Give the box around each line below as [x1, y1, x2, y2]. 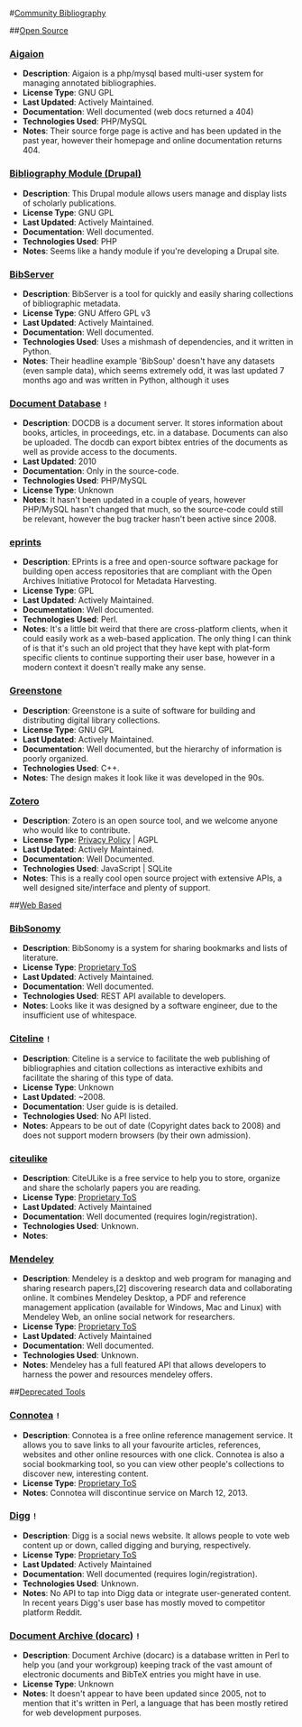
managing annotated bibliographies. [22, 78, 157, 88]
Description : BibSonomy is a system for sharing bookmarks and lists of [22, 943, 288, 954]
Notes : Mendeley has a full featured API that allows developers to [22, 1360, 267, 1371]
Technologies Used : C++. [22, 762, 120, 773]
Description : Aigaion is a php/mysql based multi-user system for [22, 68, 264, 79]
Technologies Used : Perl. [22, 614, 119, 625]
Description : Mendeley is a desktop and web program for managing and [22, 1273, 292, 1284]
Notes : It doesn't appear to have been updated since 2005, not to [22, 1688, 267, 1699]
